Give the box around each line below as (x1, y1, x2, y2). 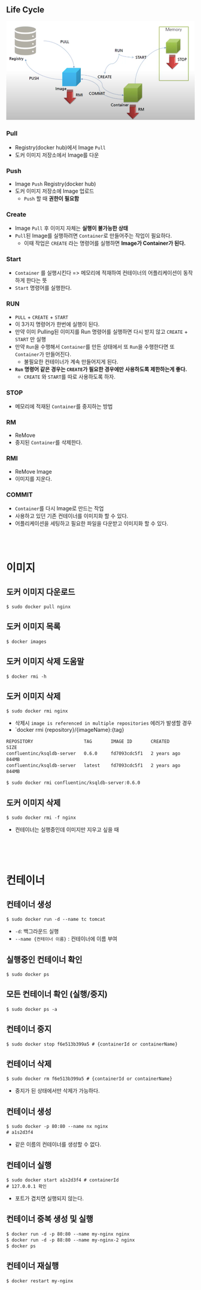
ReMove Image (14, 468, 52, 475)
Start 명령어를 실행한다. (14, 285, 72, 292)
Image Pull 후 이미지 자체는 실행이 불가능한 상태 (14, 225, 129, 232)
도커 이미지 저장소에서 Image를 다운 (14, 151, 99, 158)
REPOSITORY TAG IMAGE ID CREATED (6, 738, 170, 745)
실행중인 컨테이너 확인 (6, 954, 83, 965)
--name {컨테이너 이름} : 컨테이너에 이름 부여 (14, 935, 118, 942)
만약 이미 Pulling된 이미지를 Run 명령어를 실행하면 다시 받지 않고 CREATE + (14, 328, 188, 335)
